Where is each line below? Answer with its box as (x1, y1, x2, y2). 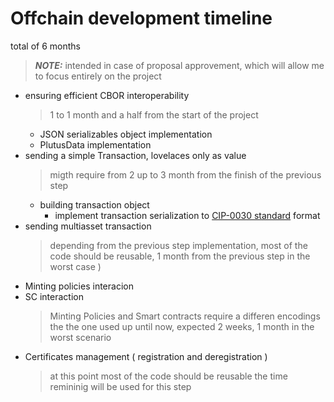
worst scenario (49, 331, 112, 343)
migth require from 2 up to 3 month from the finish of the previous (49, 168, 322, 181)
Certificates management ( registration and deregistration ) (24, 350, 268, 362)
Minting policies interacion (24, 280, 134, 292)
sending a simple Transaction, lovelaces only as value (24, 149, 247, 161)
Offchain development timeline (10, 7, 273, 30)
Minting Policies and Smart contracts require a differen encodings (49, 310, 321, 322)
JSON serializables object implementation (39, 128, 213, 140)
